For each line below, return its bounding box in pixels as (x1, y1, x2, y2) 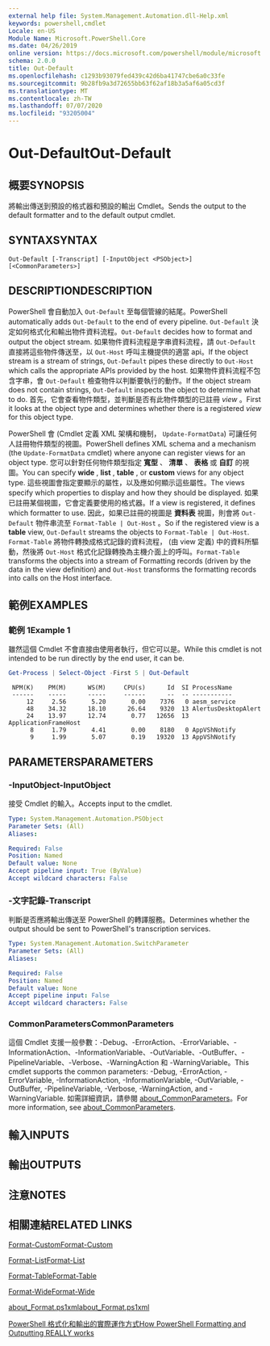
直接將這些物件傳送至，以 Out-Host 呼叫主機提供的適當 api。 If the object (8, 346, 248, 356)
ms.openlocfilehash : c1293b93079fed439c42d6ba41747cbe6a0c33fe (8, 72, 226, 80)
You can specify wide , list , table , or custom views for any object (23, 468, 244, 477)
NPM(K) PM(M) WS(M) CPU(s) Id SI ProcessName (11, 684, 232, 692)
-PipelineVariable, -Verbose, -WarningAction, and (44, 1084, 208, 1094)
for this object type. (8, 412, 74, 421)
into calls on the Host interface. (8, 572, 113, 582)
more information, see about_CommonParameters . (8, 1103, 176, 1113)
